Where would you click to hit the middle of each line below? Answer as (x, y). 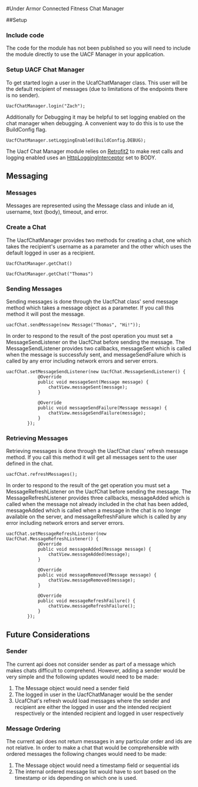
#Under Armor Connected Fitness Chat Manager (65, 9)
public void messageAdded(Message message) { (94, 549)
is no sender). (23, 95)
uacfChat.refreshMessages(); (42, 475)
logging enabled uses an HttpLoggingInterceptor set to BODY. (81, 157)
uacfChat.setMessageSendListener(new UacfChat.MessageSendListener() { (96, 371)
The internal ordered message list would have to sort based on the (95, 772)
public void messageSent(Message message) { (93, 382)
